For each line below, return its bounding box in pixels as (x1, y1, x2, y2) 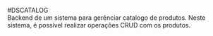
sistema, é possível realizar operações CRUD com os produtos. (7, 21, 191, 29)
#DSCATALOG (7, 6, 49, 14)
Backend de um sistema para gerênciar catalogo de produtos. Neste (7, 13, 206, 22)
